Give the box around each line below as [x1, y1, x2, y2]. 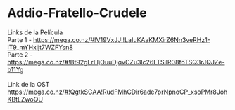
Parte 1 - [7, 35, 32, 43]
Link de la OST [7, 80, 50, 88]
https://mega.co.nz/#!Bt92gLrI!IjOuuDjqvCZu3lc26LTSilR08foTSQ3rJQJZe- [7, 57, 225, 66]
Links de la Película [7, 28, 63, 36]
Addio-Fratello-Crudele [7, 5, 147, 21]
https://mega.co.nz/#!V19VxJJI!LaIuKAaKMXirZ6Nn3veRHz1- [32, 35, 211, 43]
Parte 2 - [7, 50, 33, 59]
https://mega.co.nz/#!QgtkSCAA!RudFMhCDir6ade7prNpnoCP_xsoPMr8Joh [7, 88, 228, 96]
